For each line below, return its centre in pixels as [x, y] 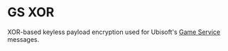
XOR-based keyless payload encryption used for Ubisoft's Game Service [114, 32]
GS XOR [31, 12]
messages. [23, 39]
